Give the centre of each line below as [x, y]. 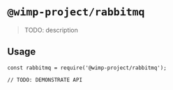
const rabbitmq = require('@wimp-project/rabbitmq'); [87, 68]
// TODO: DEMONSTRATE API [45, 80]
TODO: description [51, 30]
